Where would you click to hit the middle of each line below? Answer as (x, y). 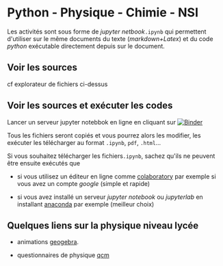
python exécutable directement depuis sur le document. (86, 46)
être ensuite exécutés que (44, 163)
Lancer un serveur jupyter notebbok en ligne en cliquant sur (92, 122)
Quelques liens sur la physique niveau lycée (103, 225)
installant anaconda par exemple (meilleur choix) (86, 204)
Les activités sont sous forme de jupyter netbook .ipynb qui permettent (107, 31)
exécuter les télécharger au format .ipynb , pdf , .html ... (84, 142)
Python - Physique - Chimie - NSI (103, 13)
